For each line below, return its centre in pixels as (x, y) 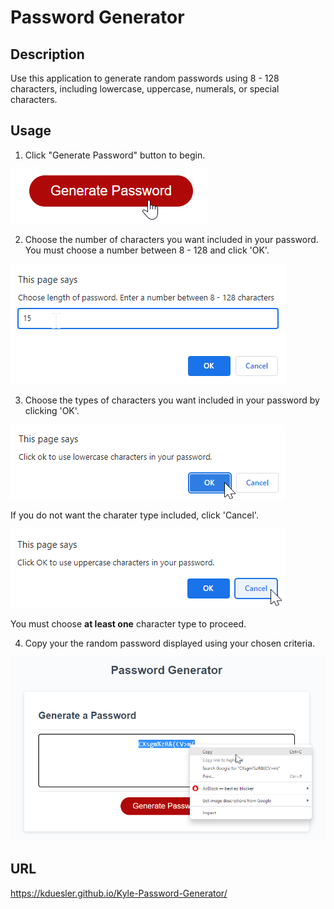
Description (47, 54)
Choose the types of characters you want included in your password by (172, 400)
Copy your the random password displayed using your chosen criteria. (170, 643)
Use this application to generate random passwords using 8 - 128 (145, 78)
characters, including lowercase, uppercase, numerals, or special (145, 89)
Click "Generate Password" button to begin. (115, 155)
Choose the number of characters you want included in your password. (171, 239)
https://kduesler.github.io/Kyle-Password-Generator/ (119, 893)
